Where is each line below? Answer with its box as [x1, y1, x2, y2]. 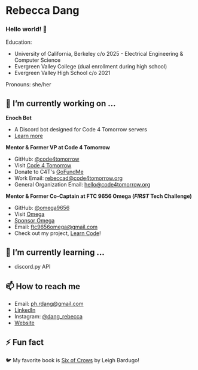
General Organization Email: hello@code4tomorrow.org [14, 181, 151, 188]
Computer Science [14, 56, 61, 64]
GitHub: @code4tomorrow [14, 155, 80, 163]
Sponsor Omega [14, 217, 55, 224]
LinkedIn [14, 306, 36, 314]
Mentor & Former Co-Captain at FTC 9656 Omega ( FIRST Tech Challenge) [5, 192, 192, 200]
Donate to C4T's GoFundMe [14, 169, 84, 176]
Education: [5, 38, 32, 46]
